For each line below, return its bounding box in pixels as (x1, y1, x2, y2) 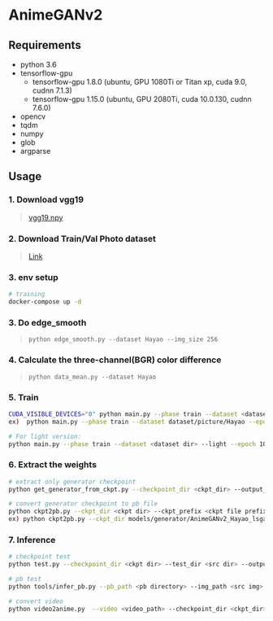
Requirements (8, 38, 81, 52)
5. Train (8, 391, 39, 403)
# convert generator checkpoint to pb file (8, 500, 158, 508)
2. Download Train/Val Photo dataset (8, 233, 157, 244)
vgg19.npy (28, 212, 63, 222)
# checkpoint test (8, 553, 71, 561)
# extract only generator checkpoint (8, 478, 136, 486)
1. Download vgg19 (8, 194, 84, 205)
